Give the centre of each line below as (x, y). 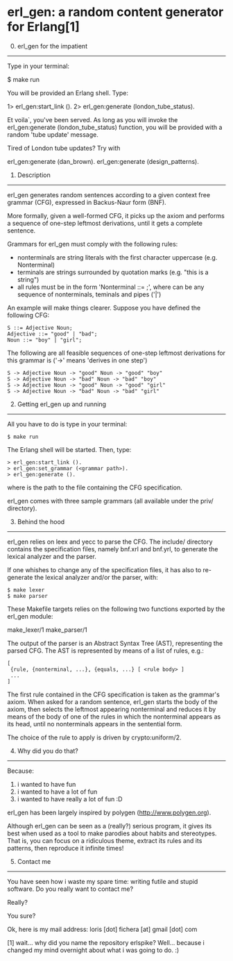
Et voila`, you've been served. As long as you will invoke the (93, 119)
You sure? (21, 916)
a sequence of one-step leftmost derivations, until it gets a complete (105, 223)
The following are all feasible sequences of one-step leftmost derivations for (116, 353)
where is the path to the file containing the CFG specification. (95, 487)
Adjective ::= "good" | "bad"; (52, 334)
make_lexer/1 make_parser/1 (48, 630)
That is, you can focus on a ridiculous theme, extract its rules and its (105, 840)
